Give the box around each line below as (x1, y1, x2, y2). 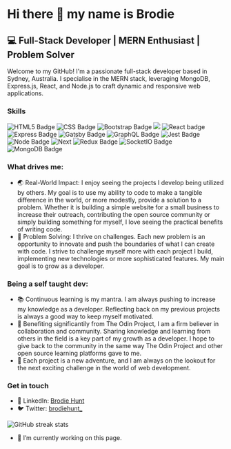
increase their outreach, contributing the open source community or (17, 210, 210, 218)
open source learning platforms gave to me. (17, 349, 142, 357)
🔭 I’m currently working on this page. (17, 434, 122, 442)
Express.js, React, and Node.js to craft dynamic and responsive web (7, 82, 201, 90)
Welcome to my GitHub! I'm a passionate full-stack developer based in (7, 67, 208, 75)
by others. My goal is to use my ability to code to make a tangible (17, 188, 203, 196)
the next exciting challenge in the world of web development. (17, 363, 191, 372)
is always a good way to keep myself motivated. (17, 312, 154, 321)
